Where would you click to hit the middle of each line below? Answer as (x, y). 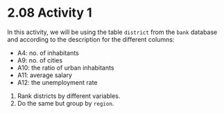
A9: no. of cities (40, 60)
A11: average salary (45, 75)
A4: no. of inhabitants (48, 53)
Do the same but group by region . (66, 103)
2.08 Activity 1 (50, 13)
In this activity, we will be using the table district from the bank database (112, 32)
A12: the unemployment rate (58, 82)
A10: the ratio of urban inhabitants (66, 67)
